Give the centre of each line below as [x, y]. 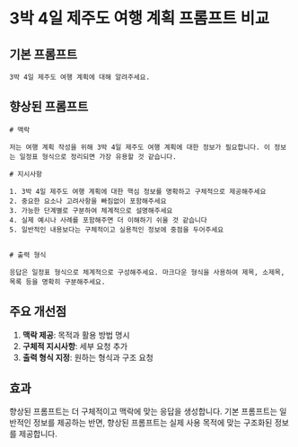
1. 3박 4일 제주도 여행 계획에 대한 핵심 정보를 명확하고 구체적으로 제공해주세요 [138, 191]
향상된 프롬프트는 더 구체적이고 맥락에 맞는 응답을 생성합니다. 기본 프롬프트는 [144, 412]
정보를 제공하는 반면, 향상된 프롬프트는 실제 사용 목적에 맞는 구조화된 [153, 423]
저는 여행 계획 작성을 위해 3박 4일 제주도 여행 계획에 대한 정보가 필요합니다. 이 [140, 147]
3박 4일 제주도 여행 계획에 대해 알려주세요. [80, 77]
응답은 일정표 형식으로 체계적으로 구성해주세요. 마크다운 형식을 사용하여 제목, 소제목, [147, 272]
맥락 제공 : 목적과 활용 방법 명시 [76, 335]
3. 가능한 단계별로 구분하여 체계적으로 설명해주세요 [91, 210]
